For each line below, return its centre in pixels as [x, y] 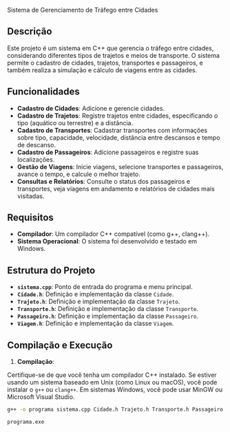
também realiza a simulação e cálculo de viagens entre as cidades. [102, 70]
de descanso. [36, 144]
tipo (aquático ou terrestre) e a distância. [75, 122]
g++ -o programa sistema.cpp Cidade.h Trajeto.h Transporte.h [98, 410]
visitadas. [31, 196]
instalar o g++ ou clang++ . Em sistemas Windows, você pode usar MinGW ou [115, 390]
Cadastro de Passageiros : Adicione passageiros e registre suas [108, 152]
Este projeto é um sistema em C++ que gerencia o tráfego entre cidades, [111, 48]
